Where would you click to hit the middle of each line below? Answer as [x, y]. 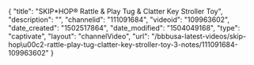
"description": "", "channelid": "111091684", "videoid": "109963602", [119, 20]
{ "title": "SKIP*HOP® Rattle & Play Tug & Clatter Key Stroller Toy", [116, 11]
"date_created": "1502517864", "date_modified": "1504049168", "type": [124, 28]
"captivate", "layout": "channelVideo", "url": [79, 36]
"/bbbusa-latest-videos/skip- [199, 36]
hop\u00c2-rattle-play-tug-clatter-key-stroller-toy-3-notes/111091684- [123, 45]
